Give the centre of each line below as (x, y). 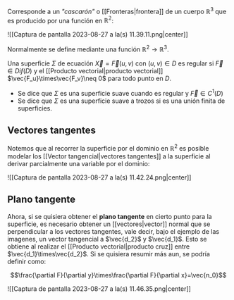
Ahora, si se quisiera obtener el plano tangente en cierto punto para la (110, 216)
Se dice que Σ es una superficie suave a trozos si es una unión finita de (121, 101)
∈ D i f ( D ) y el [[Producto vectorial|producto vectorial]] (85, 70)
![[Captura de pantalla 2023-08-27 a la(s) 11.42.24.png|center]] (99, 177)
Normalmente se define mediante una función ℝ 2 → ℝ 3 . (88, 49)
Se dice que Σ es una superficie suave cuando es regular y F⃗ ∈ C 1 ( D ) (120, 92)
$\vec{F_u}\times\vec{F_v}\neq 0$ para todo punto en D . (89, 78)
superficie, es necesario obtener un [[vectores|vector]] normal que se (109, 224)
